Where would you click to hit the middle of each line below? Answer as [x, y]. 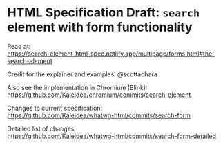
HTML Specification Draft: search [104, 13]
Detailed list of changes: [42, 128]
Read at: [19, 46]
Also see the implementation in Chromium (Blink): [77, 87]
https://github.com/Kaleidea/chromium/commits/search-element [99, 95]
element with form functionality [100, 27]
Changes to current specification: [55, 108]
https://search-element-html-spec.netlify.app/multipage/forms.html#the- [111, 54]
